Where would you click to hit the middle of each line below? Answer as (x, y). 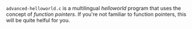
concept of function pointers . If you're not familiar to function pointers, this (96, 14)
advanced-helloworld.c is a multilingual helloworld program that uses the (94, 8)
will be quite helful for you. (38, 20)
